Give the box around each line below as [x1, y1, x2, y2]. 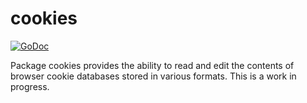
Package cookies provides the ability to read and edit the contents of [10, 59, 295, 71]
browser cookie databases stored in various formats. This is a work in [10, 70, 297, 82]
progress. [10, 80, 50, 92]
